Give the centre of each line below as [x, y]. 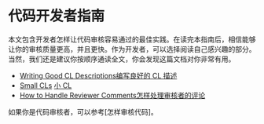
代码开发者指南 [57, 16]
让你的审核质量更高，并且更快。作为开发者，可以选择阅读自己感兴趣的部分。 [132, 49]
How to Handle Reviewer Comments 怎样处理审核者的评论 [112, 95]
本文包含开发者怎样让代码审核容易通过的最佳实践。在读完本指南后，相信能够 [132, 39]
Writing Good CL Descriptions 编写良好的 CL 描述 [98, 75]
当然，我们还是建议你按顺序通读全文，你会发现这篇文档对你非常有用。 [122, 59]
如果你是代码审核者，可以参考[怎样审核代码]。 [83, 111]
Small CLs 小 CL [46, 85]
